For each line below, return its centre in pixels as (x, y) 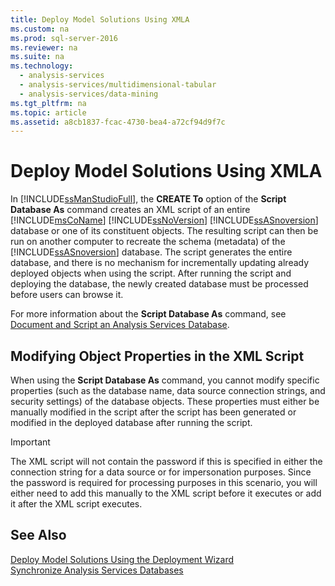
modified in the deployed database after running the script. (131, 422)
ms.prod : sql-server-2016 (64, 38)
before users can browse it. (67, 295)
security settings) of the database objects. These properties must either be (165, 401)
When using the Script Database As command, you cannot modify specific (165, 380)
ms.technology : (42, 66)
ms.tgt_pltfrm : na (48, 103)
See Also (38, 535)
